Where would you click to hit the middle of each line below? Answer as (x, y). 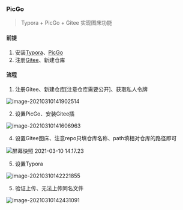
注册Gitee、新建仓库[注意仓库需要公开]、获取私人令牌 (81, 89)
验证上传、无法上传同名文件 (49, 188)
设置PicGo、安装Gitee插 (45, 114)
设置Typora (29, 164)
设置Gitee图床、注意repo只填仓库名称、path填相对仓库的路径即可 (96, 138)
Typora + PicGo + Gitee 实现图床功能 (66, 23)
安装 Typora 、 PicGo (39, 52)
